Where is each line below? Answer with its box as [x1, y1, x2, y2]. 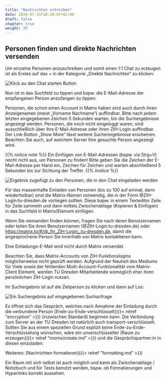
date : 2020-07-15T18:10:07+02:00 [5, 12, 75, 17]
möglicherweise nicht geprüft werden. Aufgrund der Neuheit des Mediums [5, 258, 158, 264]
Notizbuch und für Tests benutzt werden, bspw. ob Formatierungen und [5, 365, 152, 371]
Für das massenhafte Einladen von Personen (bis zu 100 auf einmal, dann [5, 187, 156, 192]
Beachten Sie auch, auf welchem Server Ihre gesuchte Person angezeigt [5, 137, 154, 143]
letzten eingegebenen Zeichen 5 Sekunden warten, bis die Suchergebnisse [5, 115, 159, 121]
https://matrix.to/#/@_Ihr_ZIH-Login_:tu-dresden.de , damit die [5, 228, 132, 234]
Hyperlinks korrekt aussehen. [5, 370, 66, 376]
